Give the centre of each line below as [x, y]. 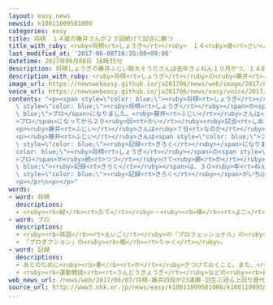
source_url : [28, 288]
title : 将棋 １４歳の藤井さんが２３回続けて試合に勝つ [91, 39]
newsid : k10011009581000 [50, 24]
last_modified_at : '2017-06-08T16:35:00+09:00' [91, 54]
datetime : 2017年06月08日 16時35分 [66, 62]
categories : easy [38, 31]
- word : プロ [29, 220]
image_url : [27, 84]
